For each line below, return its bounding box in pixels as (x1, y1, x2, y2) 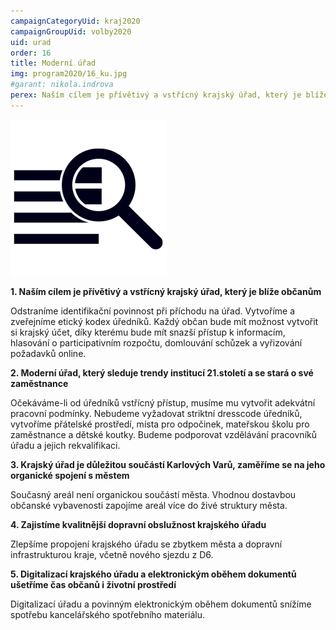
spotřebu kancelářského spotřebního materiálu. (10, 608, 206, 620)
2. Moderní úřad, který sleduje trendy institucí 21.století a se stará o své (10, 366, 314, 379)
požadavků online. (10, 347, 87, 359)
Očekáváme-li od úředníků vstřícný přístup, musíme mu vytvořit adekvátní (10, 396, 316, 409)
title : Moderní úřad (10, 58, 97, 69)
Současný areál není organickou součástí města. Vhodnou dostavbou (10, 488, 297, 500)
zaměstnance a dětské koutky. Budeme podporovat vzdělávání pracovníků (10, 428, 317, 440)
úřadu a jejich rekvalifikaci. (10, 439, 121, 451)
